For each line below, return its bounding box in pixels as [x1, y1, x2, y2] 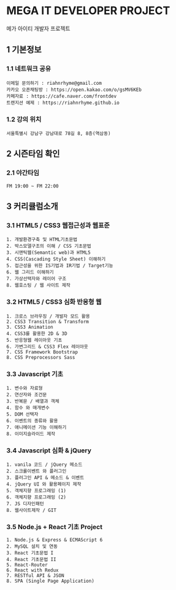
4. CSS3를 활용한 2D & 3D [6, 330, 67, 337]
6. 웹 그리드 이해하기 [6, 269, 54, 275]
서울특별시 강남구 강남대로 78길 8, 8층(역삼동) [6, 130, 111, 136]
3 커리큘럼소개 [6, 201, 58, 211]
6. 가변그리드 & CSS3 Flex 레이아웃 [6, 344, 88, 350]
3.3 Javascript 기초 [6, 369, 63, 378]
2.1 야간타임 [6, 168, 40, 177]
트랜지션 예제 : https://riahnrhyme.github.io [6, 100, 120, 106]
